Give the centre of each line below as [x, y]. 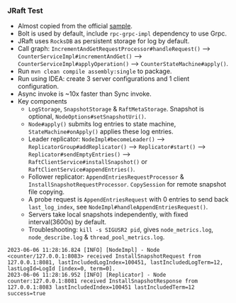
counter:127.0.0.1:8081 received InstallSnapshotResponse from [103, 281]
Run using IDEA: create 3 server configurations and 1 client [103, 79]
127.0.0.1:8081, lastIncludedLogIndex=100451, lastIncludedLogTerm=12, [115, 263]
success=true [27, 294]
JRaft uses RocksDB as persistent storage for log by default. [103, 41]
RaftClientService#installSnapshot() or [88, 162]
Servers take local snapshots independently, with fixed [108, 214]
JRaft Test [25, 11]
